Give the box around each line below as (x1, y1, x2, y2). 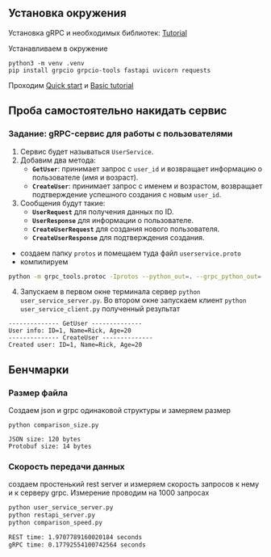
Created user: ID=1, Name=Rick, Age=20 (8, 341, 143, 349)
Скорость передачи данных (8, 461, 125, 472)
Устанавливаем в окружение (8, 44, 108, 53)
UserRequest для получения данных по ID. (31, 206, 175, 217)
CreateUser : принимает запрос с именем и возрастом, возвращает (31, 181, 263, 191)
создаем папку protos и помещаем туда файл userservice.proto (19, 248, 242, 258)
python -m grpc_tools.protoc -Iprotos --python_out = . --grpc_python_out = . (8, 272, 265, 281)
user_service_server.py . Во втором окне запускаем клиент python (19, 295, 247, 306)
